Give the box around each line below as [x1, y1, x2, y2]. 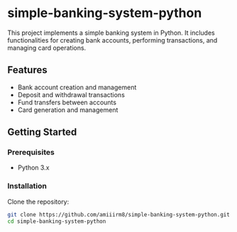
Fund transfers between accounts [17, 98, 117, 106]
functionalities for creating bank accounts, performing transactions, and [7, 35, 218, 44]
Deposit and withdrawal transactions [17, 90, 126, 99]
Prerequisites [7, 148, 55, 158]
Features [7, 64, 48, 76]
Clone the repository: [7, 197, 70, 206]
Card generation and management [17, 105, 118, 114]
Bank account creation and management [17, 83, 137, 92]
